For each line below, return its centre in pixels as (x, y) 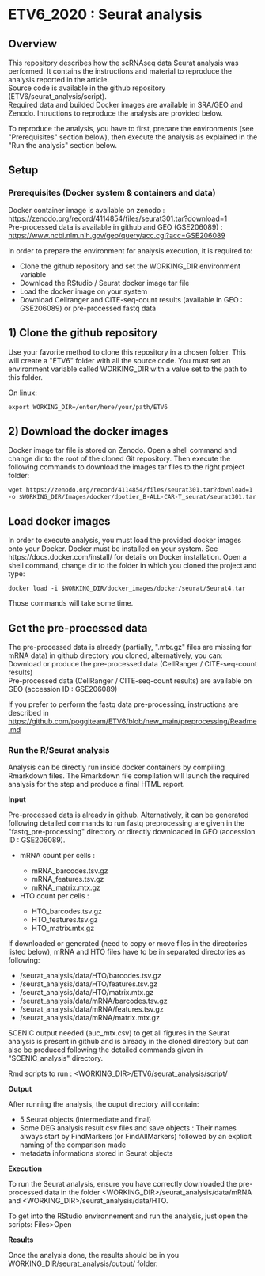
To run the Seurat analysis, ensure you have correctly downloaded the (123, 1184)
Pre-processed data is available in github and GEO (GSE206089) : (115, 226)
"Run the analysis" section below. (62, 145)
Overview (33, 44)
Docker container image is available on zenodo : (87, 210)
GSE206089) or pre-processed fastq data (88, 308)
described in (28, 712)
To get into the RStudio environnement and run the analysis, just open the (128, 1216)
